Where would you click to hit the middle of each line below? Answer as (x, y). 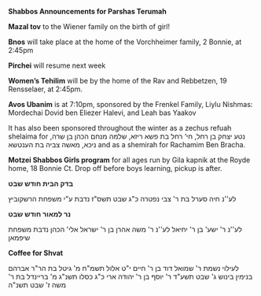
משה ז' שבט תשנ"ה (37, 285)
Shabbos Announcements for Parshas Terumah (87, 11)
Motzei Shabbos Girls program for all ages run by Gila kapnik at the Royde (129, 160)
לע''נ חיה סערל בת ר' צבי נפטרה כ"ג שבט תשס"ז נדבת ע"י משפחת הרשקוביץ (122, 199)
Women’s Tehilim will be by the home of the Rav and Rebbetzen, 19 (118, 81)
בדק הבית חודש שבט (40, 183)
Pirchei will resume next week (57, 65)
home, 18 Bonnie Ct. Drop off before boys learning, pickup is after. (115, 168)
